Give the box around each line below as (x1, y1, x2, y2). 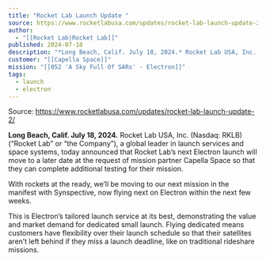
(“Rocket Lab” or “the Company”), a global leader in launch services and (8, 139, 244, 149)
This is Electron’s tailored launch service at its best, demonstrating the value (8, 211, 256, 221)
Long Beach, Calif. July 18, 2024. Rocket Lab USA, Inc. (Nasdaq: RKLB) (8, 130, 243, 140)
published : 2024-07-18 (8, 41, 83, 49)
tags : (8, 70, 26, 78)
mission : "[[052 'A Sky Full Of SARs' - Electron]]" (8, 63, 186, 71)
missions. (8, 245, 40, 255)
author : (8, 26, 34, 34)
